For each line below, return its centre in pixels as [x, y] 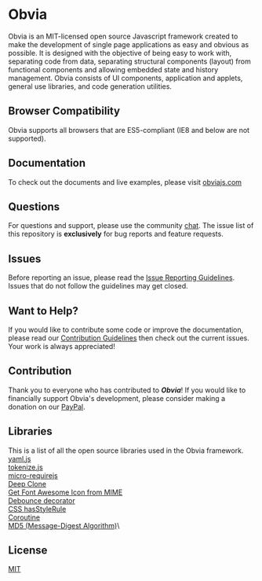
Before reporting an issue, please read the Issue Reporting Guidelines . [122, 278]
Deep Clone [27, 484]
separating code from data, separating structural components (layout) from [129, 61]
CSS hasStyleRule [37, 509]
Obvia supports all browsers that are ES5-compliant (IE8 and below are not [129, 130]
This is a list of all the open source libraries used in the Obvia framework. [126, 450]
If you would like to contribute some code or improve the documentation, [126, 329]
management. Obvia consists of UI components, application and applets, [126, 78]
